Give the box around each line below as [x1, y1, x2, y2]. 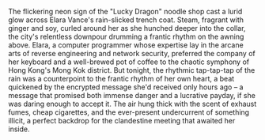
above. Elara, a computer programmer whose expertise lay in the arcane [8, 40, 244, 50]
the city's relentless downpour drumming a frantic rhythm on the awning [8, 32, 244, 41]
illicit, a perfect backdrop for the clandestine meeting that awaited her [8, 116, 236, 125]
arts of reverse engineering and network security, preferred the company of [8, 49, 256, 58]
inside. [8, 124, 30, 134]
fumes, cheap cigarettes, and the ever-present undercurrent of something [8, 108, 250, 117]
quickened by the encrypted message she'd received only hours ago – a [8, 82, 244, 92]
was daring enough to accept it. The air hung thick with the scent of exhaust [8, 99, 257, 108]
